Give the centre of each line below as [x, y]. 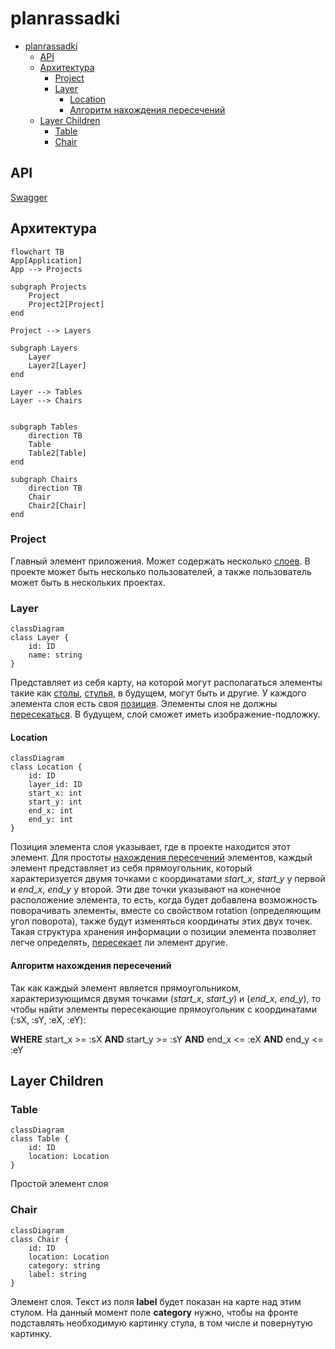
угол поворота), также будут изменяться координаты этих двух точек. [161, 921]
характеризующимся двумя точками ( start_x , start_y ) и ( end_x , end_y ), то [166, 998]
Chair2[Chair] [57, 505]
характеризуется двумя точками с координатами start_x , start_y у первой [168, 879]
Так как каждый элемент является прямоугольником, [126, 988]
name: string [55, 655]
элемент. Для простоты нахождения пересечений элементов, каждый [161, 858]
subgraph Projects [48, 287]
